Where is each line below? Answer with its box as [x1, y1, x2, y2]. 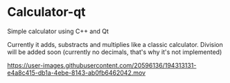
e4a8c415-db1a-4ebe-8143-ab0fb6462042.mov [7, 68, 146, 77]
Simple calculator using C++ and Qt [7, 27, 109, 35]
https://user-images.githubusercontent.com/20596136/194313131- [7, 61, 197, 69]
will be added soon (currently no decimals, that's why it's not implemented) [7, 48, 222, 56]
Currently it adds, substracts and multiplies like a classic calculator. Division [7, 40, 224, 48]
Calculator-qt [7, 4, 86, 20]
